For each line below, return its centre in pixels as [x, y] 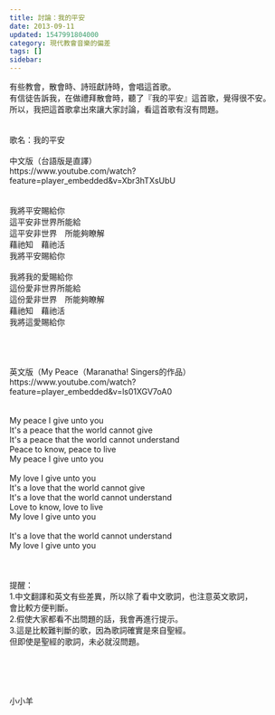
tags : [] [26, 52]
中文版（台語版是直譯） [53, 161]
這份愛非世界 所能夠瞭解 [57, 299]
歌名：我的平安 [37, 140]
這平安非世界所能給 [45, 222]
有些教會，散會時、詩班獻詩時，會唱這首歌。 [93, 86]
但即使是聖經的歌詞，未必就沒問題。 [77, 642]
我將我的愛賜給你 [41, 276]
